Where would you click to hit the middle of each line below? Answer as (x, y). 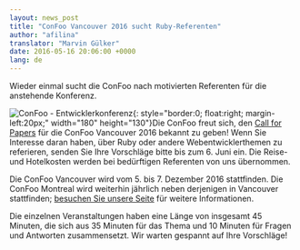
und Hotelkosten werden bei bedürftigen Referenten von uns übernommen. (150, 161)
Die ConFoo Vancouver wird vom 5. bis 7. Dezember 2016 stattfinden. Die (146, 179)
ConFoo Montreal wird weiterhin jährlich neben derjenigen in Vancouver (144, 189)
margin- (260, 113)
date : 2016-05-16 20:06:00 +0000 (73, 52)
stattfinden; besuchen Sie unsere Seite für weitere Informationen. (132, 198)
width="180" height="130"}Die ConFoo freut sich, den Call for (166, 123)
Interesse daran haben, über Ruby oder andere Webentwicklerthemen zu (146, 142)
